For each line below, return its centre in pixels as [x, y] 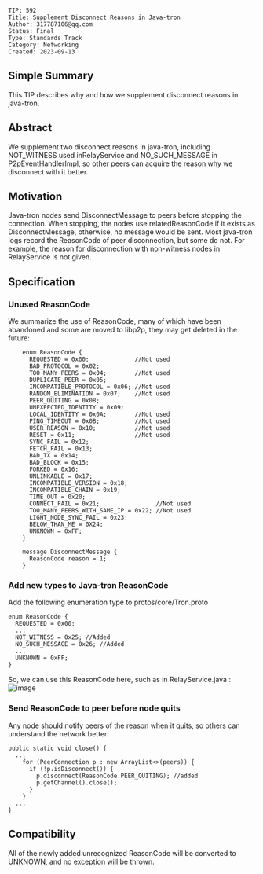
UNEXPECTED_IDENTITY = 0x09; [77, 408]
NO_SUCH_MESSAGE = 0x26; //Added [70, 644]
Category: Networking [44, 45]
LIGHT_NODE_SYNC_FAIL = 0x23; [78, 518]
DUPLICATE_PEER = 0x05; [68, 380]
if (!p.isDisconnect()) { [71, 769]
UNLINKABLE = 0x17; [60, 476]
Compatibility [42, 834]
